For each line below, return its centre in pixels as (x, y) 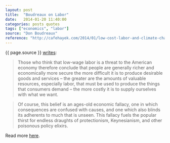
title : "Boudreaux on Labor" (37, 15)
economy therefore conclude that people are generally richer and (86, 67)
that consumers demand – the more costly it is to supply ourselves (87, 89)
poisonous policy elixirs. (43, 126)
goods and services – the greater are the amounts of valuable (82, 78)
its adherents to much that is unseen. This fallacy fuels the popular (87, 115)
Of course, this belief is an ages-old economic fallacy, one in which (88, 104)
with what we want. (38, 94)
